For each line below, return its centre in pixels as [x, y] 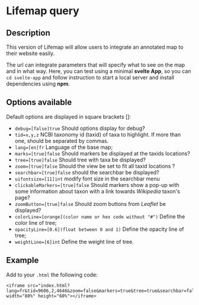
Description [28, 33]
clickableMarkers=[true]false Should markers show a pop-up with [97, 185]
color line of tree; [36, 223]
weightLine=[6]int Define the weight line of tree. [74, 242]
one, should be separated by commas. [62, 141]
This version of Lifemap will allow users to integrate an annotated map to [95, 47]
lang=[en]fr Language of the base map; [64, 147]
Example [23, 260]
